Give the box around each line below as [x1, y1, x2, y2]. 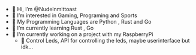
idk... [20, 43, 34, 50]
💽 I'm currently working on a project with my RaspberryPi [11, 31, 153, 38]
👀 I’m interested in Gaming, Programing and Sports [11, 12, 138, 19]
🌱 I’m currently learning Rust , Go [11, 24, 94, 31]
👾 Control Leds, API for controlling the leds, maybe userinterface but [20, 37, 190, 44]
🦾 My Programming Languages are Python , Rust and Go [11, 18, 152, 25]
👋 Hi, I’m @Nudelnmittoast [11, 6, 77, 12]
